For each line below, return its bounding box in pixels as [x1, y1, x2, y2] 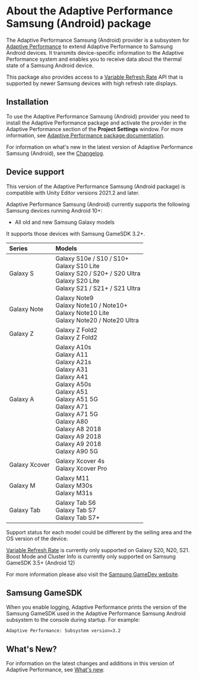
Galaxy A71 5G [55, 410, 98, 418]
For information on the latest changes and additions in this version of [6, 660, 175, 667]
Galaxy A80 [55, 417, 89, 425]
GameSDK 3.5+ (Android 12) [6, 559, 75, 566]
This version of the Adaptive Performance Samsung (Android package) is [6, 183, 185, 190]
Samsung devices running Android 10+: [6, 207, 103, 214]
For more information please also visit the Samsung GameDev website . [6, 571, 179, 578]
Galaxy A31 [55, 365, 89, 373]
